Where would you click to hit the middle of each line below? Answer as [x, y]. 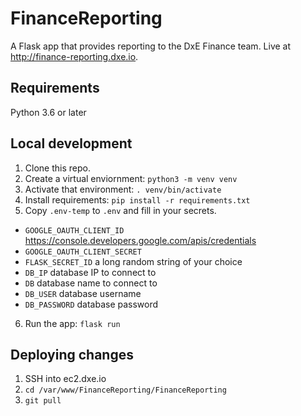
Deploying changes [72, 354]
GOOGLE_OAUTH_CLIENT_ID [74, 230]
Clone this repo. [57, 168]
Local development [71, 143]
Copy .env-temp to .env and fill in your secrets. [120, 210]
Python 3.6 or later [48, 112]
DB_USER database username [83, 293]
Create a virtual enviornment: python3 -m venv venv [131, 178]
